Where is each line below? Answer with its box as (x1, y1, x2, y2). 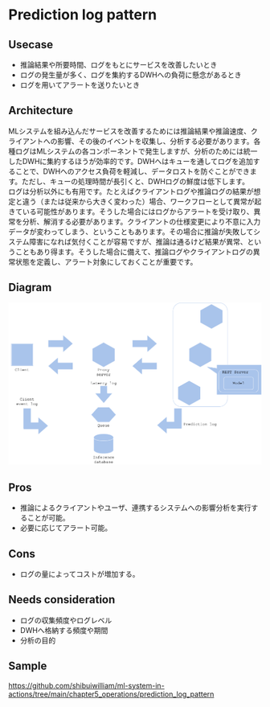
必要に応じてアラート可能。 (19, 523, 112, 532)
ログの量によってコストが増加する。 (19, 569, 140, 578)
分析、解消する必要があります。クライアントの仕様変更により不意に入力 (22, 216, 261, 226)
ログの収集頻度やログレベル (19, 615, 112, 625)
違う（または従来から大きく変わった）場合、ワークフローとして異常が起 (22, 196, 262, 206)
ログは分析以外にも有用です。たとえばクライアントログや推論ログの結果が (8, 187, 255, 196)
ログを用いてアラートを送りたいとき (19, 80, 141, 89)
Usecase (8, 38, 54, 51)
